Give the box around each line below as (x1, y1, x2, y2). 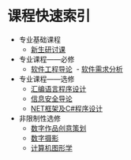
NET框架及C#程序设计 (30, 103, 103, 113)
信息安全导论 (30, 94, 73, 103)
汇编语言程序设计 (30, 84, 87, 93)
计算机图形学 (30, 143, 73, 152)
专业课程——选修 (18, 74, 75, 84)
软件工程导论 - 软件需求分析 (30, 64, 123, 73)
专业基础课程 (18, 35, 61, 44)
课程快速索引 (7, 7, 92, 25)
